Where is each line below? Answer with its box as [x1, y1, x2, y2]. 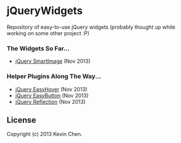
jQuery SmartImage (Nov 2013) [15, 57, 90, 65]
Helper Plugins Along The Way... [6, 72, 102, 80]
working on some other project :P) [6, 29, 90, 36]
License [6, 115, 36, 125]
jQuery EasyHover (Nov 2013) [15, 86, 88, 93]
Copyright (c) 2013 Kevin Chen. [6, 131, 83, 138]
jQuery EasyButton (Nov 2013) [15, 92, 89, 99]
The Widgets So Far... [6, 44, 70, 52]
